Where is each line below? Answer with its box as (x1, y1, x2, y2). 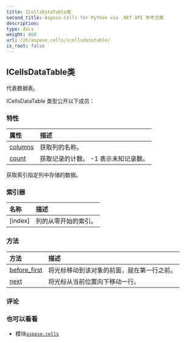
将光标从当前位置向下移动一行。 (48, 277, 140, 286)
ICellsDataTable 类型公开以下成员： (6, 97, 95, 104)
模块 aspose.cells (15, 330, 59, 337)
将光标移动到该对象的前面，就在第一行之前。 (48, 266, 177, 274)
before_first (9, 266, 43, 274)
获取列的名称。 (39, 143, 83, 151)
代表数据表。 (6, 84, 38, 91)
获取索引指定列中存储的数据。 (6, 171, 81, 179)
